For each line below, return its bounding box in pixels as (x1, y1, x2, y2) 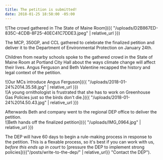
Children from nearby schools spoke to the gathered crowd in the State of (5, 54, 153, 60)
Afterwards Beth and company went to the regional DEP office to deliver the (5, 109, 157, 114)
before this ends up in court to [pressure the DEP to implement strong (5, 144, 145, 150)
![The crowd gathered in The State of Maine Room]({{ (5, 25, 112, 31)
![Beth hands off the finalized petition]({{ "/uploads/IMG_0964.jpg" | (5, 119, 141, 125)
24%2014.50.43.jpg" (5, 99, 47, 105)
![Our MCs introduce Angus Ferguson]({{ (5, 79, 87, 85)
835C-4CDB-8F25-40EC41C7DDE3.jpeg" (5, 30, 89, 36)
